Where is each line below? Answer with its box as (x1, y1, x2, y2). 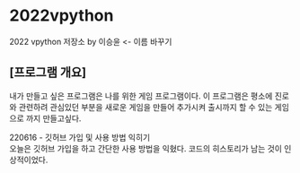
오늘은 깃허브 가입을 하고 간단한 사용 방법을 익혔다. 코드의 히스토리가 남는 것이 (9, 143, 283, 153)
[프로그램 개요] (9, 65, 87, 81)
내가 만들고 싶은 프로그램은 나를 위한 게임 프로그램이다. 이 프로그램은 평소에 (9, 91, 273, 101)
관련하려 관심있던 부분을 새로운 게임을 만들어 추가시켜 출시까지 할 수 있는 (18, 101, 273, 112)
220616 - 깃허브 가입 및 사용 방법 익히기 (9, 132, 151, 143)
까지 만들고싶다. (25, 113, 82, 124)
